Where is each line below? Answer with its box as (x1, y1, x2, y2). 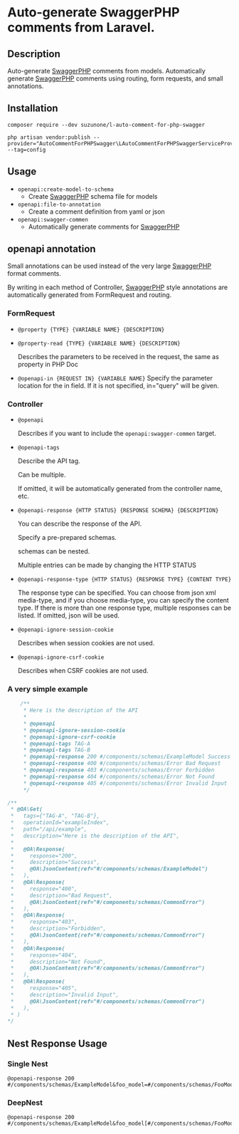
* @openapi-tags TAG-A (23, 740, 91, 747)
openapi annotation (7, 243, 96, 255)
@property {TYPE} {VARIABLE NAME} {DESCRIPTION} (17, 326, 165, 333)
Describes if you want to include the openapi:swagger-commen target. (17, 429, 217, 438)
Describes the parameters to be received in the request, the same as (17, 352, 219, 360)
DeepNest (7, 1098, 43, 1108)
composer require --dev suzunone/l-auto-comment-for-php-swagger (7, 121, 205, 128)
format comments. (7, 269, 62, 278)
